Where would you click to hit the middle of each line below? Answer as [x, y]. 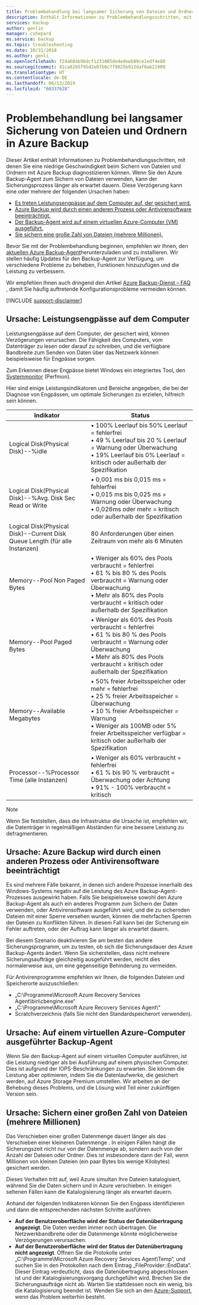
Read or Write [28, 505]
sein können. [22, 401]
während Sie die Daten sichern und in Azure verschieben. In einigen [89, 1186]
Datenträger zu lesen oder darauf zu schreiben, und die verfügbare [88, 346]
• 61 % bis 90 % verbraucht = [133, 772]
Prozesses [19, 897]
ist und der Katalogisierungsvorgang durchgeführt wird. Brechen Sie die [102, 1278]
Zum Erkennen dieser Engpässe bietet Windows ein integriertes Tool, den [96, 370]
